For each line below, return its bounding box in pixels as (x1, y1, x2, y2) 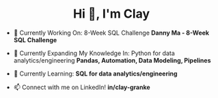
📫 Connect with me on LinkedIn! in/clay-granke (13, 83, 150, 91)
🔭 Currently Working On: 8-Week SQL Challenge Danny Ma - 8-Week (13, 29, 210, 37)
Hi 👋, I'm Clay (72, 6, 150, 22)
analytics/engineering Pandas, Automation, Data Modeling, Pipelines (13, 56, 211, 64)
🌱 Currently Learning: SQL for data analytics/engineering (13, 69, 178, 78)
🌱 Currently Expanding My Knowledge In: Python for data (13, 49, 176, 57)
